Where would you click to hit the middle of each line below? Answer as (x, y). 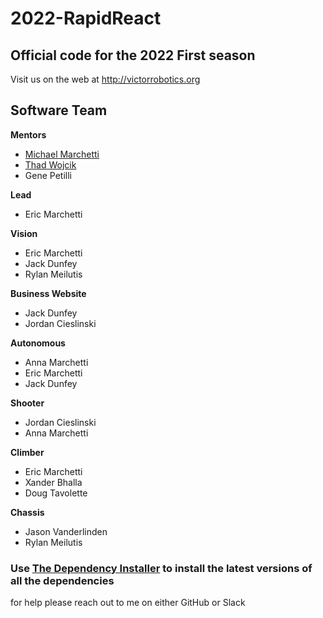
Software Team (59, 110)
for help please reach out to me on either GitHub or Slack (128, 603)
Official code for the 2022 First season (133, 55)
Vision (24, 233)
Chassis (27, 512)
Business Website (48, 293)
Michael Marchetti (62, 154)
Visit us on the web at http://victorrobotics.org (105, 79)
